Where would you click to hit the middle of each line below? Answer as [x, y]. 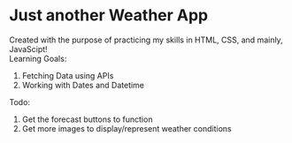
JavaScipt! [28, 49]
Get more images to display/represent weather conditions [127, 128]
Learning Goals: [38, 58]
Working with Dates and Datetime [83, 85]
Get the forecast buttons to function [87, 119]
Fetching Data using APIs [68, 75]
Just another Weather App [109, 15]
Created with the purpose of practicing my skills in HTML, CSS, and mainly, [146, 40]
